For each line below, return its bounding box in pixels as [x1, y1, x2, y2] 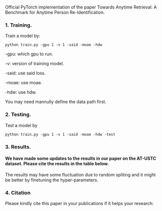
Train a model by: [5, 33, 40, 39]
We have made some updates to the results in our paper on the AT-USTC [5, 155, 157, 162]
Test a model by [5, 122, 38, 128]
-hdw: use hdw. [5, 89, 37, 95]
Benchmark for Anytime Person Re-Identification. [5, 9, 105, 15]
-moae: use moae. [5, 80, 42, 86]
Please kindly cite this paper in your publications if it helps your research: [5, 201, 154, 207]
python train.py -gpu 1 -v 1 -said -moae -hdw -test [5, 132, 116, 137]
